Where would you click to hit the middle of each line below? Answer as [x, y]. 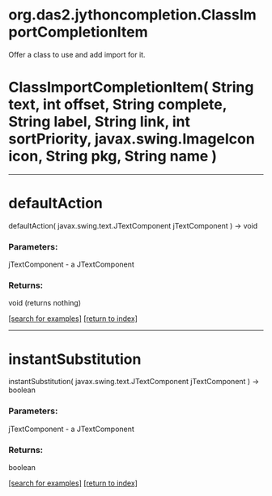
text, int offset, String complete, [118, 105]
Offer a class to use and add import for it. [77, 54]
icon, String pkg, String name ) [113, 156]
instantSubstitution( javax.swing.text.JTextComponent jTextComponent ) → [134, 382]
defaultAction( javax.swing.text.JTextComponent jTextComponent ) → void [133, 225]
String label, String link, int [100, 122]
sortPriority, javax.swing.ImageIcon [132, 139]
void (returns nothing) [45, 303]
